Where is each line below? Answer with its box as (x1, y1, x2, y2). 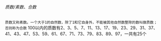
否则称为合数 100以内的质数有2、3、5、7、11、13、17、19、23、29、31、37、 (5, 25, 158, 31)
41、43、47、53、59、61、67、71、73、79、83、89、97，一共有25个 (5, 31, 147, 37)
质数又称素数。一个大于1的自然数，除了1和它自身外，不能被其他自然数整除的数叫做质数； (5, 20, 158, 25)
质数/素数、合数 (5, 4, 37, 10)
